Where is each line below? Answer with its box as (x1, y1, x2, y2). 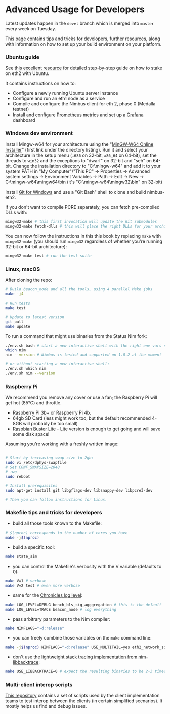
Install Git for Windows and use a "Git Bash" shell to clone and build (5, 189, 146, 195)
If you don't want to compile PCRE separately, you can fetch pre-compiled (5, 204, 160, 210)
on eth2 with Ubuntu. (5, 70, 50, 77)
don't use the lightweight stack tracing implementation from (12, 654, 138, 660)
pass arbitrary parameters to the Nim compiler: (12, 616, 111, 622)
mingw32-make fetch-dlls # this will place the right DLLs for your (5, 224, 153, 229)
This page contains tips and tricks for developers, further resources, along (5, 35, 160, 42)
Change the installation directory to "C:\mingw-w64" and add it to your (13, 163, 161, 169)
